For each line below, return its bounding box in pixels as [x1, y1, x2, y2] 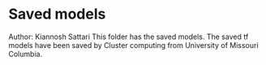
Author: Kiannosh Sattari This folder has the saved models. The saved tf [8, 32, 249, 41]
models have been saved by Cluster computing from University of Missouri [8, 40, 259, 50]
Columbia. [8, 49, 43, 58]
